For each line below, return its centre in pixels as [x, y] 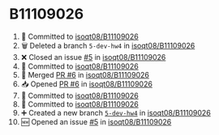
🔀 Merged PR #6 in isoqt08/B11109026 [85, 74]
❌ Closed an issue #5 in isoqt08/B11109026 [93, 57]
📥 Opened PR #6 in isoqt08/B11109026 [87, 84]
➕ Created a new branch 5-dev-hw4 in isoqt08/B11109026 [116, 112]
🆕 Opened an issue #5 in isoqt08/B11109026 [96, 121]
